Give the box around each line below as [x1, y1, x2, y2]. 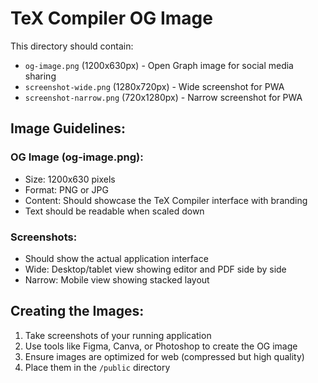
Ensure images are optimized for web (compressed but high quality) [24, 350, 305, 362]
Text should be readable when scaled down [24, 205, 205, 217]
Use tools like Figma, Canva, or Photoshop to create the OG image [24, 340, 298, 352]
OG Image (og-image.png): [10, 150, 144, 164]
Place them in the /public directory [24, 361, 171, 373]
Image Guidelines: [10, 120, 127, 137]
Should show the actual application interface [24, 252, 209, 264]
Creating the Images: [10, 303, 145, 320]
